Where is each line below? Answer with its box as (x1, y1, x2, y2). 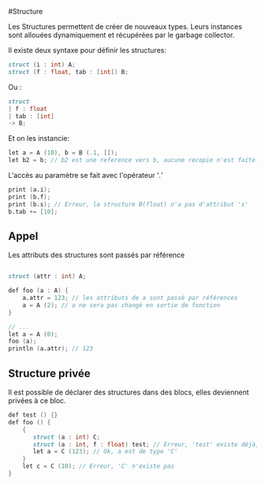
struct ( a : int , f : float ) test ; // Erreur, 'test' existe (32, 440, 238, 448)
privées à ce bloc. (8, 396, 66, 405)
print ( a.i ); (8, 186, 51, 194)
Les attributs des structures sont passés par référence (8, 250, 185, 260)
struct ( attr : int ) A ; (8, 272, 87, 280)
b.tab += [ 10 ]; (8, 208, 58, 216)
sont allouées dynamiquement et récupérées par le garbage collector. (8, 31, 235, 39)
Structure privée (8, 366, 91, 380)
